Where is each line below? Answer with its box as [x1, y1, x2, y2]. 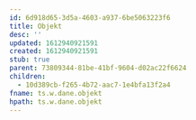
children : [9, 72, 47, 81]
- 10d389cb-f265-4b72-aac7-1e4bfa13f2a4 [17, 80, 171, 89]
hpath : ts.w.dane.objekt [9, 97, 102, 106]
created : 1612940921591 [9, 47, 99, 56]
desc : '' [9, 30, 42, 39]
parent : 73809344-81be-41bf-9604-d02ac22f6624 [9, 64, 187, 73]
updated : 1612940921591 [9, 38, 99, 48]
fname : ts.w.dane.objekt [9, 88, 102, 97]
